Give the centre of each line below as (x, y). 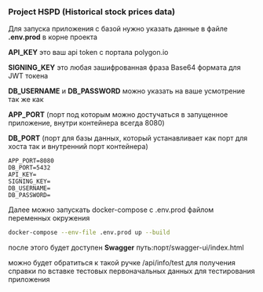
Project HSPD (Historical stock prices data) (91, 12)
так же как (26, 100)
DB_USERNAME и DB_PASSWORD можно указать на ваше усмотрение (127, 91)
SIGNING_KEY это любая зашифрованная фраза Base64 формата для (124, 68)
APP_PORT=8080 (31, 161)
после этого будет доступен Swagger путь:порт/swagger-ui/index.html (126, 248)
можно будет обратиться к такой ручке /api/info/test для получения (122, 263)
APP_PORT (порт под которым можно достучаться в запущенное (118, 115)
